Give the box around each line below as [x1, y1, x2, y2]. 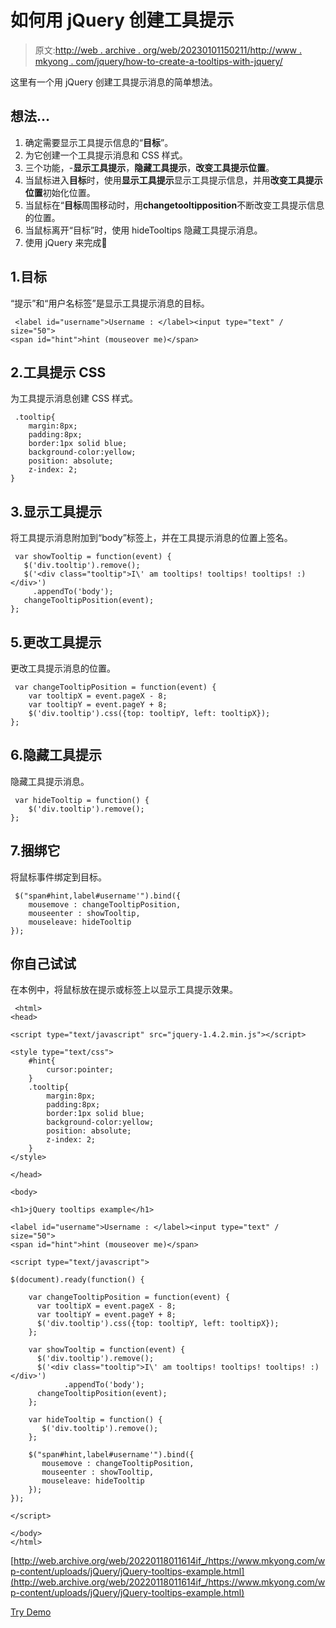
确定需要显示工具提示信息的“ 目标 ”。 [24, 136, 174, 148]
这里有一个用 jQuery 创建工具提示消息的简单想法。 [10, 76, 218, 88]
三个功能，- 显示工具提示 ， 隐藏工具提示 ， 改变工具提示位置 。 [24, 161, 275, 173]
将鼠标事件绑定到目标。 [10, 871, 107, 883]
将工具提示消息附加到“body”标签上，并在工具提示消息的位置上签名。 [10, 532, 293, 544]
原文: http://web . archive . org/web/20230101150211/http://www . [34, 44, 302, 56]
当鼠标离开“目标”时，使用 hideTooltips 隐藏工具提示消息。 [24, 224, 263, 236]
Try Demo [10, 1606, 52, 1618]
